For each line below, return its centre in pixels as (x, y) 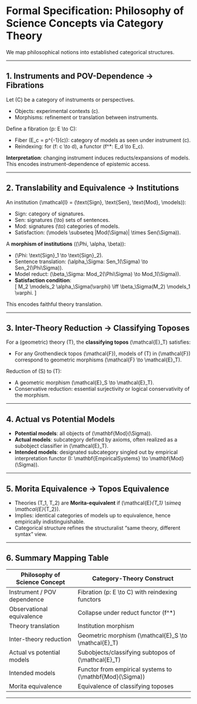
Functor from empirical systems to (125, 669)
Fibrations (25, 86)
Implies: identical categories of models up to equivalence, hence (93, 515)
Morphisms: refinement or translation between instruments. (86, 117)
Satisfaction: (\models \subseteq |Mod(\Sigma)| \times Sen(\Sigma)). (98, 232)
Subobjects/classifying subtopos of (127, 652)
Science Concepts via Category (85, 23)
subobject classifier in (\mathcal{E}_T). (61, 446)
